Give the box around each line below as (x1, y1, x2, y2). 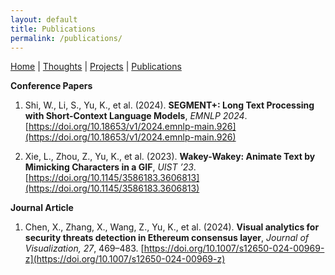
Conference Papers (10, 80, 93, 92)
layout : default (10, 14, 78, 25)
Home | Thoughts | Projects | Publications (10, 61, 182, 73)
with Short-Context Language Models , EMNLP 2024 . (24, 110, 248, 122)
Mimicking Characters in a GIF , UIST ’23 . (24, 161, 197, 173)
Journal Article (10, 202, 74, 214)
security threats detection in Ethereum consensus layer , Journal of (24, 232, 310, 244)
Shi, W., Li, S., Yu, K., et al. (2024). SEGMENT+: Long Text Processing (24, 99, 315, 111)
